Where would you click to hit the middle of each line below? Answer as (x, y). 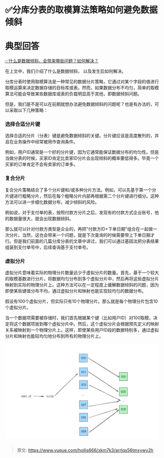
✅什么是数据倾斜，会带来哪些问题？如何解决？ (52, 61)
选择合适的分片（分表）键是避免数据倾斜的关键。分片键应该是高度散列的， (80, 136)
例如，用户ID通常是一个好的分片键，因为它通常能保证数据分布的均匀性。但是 (82, 152)
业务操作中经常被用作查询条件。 (46, 142)
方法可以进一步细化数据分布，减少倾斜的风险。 (52, 202)
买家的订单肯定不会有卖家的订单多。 (41, 165)
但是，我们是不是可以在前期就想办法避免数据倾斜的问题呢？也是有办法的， (80, 104)
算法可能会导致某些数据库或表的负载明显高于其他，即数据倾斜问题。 (73, 94)
